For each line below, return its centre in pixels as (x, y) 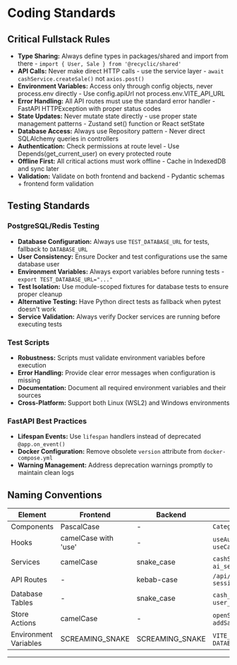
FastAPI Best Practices (47, 420)
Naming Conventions (55, 495)
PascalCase (80, 526)
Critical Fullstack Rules (59, 39)
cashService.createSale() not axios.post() (81, 78)
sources (29, 395)
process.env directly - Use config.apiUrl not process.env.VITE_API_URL (121, 94)
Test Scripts (29, 342)
